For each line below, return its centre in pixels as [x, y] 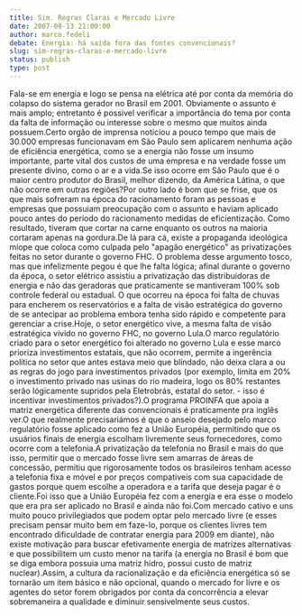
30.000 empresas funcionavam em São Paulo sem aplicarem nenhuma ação [151, 142]
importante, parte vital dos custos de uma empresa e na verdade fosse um [148, 161]
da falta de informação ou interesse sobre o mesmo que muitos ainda [138, 122]
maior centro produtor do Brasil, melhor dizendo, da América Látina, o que [147, 179]
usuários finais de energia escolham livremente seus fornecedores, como [146, 438]
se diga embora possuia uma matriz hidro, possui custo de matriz [131, 563]
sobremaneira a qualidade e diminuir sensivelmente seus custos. [129, 602]
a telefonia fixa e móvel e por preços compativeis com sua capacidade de [146, 477]
